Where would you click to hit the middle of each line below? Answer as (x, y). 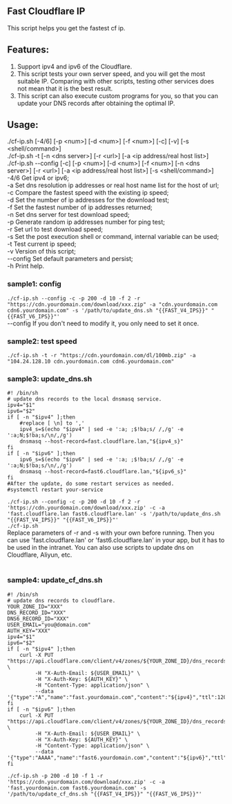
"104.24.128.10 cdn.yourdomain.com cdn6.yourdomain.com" (91, 362)
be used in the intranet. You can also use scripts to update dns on (100, 548)
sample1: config (35, 284)
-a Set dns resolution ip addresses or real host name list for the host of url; (113, 185)
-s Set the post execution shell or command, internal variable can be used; (113, 237)
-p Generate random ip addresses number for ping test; (86, 222)
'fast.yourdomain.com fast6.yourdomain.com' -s (77, 788)
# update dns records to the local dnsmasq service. (85, 399)
